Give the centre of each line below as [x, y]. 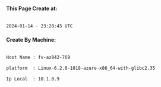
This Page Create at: [32, 8]
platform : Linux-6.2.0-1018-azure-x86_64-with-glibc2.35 [81, 69]
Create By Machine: [31, 39]
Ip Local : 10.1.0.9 [33, 79]
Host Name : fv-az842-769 [38, 58]
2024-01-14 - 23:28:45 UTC [40, 26]
